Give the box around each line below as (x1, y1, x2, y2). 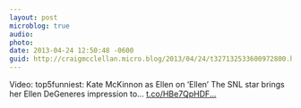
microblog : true (9, 21, 70, 30)
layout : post (9, 12, 58, 22)
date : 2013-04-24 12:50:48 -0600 (9, 46, 134, 55)
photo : (9, 37, 34, 47)
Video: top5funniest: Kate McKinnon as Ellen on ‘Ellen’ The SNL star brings (9, 79, 285, 89)
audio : (9, 29, 34, 38)
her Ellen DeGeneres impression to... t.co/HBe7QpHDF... (9, 88, 217, 99)
